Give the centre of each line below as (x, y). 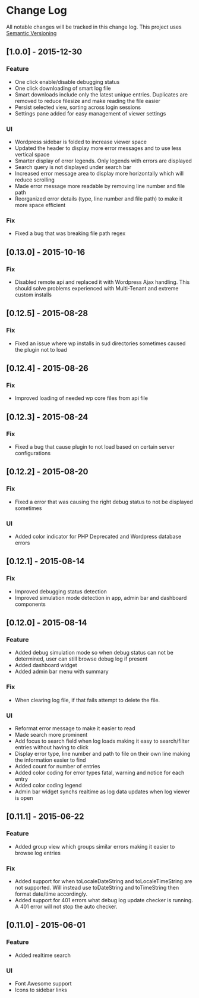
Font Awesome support (43, 983)
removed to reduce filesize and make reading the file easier (87, 101)
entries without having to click (52, 747)
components (30, 604)
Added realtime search (43, 955)
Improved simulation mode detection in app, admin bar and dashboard (101, 597)
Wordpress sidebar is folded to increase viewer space (81, 142)
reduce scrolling (34, 180)
